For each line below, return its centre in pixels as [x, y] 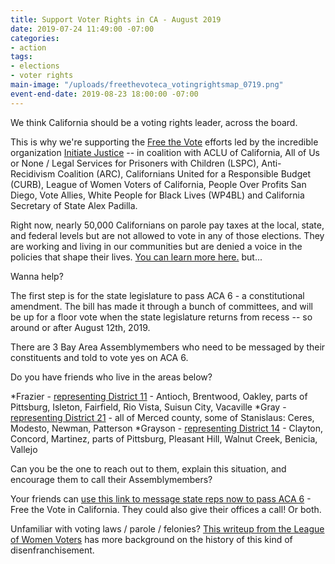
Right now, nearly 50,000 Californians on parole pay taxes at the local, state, [167, 225]
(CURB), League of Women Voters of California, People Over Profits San [158, 184]
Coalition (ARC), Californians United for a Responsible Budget [184, 173]
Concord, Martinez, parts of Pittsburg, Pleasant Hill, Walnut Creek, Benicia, [164, 438]
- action [28, 47]
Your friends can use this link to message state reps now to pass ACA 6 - [161, 498]
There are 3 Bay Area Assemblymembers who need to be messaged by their [168, 347]
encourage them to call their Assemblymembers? [111, 479]
